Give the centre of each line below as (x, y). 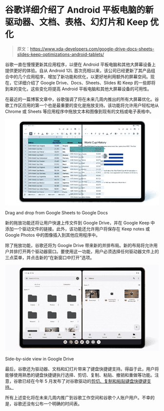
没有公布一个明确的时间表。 (54, 404)
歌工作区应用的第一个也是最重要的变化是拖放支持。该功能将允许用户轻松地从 (82, 105)
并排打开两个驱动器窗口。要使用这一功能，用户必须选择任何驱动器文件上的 (84, 251)
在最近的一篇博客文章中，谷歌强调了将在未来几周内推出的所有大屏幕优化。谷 (82, 99)
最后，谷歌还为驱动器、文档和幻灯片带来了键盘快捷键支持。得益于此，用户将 (82, 369)
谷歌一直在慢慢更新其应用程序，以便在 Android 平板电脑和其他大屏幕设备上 (81, 64)
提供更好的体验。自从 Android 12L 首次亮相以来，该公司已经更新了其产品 (78, 70)
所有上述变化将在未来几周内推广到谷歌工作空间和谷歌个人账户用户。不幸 (78, 398)
